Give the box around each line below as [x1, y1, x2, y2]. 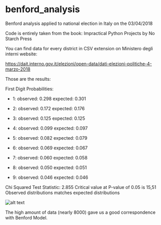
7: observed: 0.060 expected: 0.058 [12, 154, 88, 160]
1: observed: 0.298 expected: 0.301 [12, 95, 86, 102]
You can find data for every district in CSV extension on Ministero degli [5, 45, 153, 51]
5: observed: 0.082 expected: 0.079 [12, 135, 88, 141]
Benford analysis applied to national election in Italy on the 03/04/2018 [5, 20, 153, 26]
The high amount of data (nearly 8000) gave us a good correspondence [5, 209, 156, 215]
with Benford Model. [5, 214, 48, 220]
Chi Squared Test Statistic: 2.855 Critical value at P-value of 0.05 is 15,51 [5, 184, 156, 190]
